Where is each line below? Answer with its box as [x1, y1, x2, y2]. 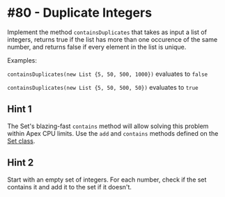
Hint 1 [7, 103, 33, 116]
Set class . [7, 136, 36, 145]
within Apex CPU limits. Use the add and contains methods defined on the [7, 129, 219, 137]
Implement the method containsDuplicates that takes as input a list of [7, 28, 208, 36]
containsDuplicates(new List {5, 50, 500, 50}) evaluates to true [7, 83, 199, 91]
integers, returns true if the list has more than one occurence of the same [7, 35, 218, 43]
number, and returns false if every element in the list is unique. [7, 42, 187, 51]
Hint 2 [7, 157, 34, 168]
